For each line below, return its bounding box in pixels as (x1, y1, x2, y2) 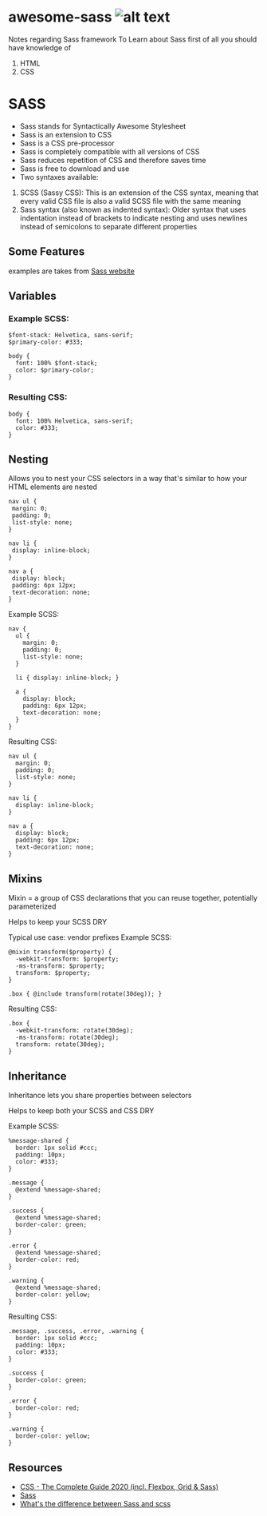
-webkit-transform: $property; (15, 955, 120, 963)
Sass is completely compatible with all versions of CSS (19, 146, 200, 156)
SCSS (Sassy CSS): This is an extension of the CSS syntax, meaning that (19, 188, 259, 197)
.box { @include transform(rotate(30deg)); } (8, 990, 162, 998)
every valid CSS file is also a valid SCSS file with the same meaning (19, 196, 241, 205)
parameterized (8, 901, 57, 911)
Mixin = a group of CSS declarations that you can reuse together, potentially (8, 893, 257, 903)
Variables (8, 289, 57, 303)
